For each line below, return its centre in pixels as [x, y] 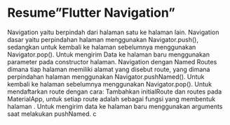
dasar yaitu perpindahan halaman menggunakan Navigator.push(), [103, 39]
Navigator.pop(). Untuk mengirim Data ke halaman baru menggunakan [109, 54]
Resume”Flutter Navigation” [91, 13]
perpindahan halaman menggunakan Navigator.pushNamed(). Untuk [106, 76]
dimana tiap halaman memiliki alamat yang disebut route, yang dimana [109, 69]
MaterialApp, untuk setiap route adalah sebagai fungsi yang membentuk [111, 98]
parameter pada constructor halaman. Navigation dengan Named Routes [112, 61]
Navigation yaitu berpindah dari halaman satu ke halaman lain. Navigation [113, 32]
